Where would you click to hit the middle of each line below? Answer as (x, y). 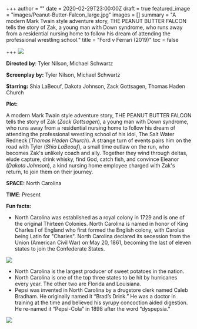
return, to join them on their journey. (50, 172)
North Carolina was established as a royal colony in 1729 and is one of (100, 217)
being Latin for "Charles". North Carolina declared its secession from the (102, 236)
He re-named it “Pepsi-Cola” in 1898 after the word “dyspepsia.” (92, 309)
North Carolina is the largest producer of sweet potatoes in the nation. (99, 271)
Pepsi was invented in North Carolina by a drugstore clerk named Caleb (101, 290)
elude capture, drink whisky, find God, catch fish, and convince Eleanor (93, 159)
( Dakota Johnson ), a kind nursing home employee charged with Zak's (91, 165)
